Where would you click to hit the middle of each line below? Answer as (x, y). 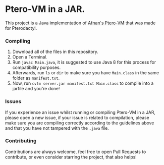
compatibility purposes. (36, 67)
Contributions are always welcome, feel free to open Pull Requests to (76, 152)
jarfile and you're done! (36, 89)
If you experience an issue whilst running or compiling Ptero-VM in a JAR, (80, 112)
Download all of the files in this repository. (55, 52)
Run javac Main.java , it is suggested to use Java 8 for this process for (84, 62)
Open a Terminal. (30, 57)
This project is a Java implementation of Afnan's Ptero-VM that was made (81, 23)
